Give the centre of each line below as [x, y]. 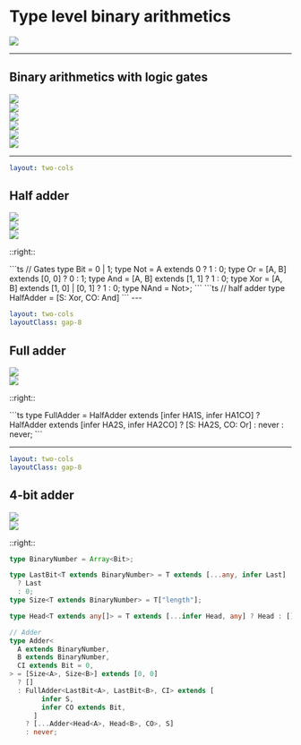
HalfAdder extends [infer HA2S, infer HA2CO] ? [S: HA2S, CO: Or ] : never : [146, 424]
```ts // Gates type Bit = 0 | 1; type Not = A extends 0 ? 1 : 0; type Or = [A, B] [148, 270]
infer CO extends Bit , [84, 707]
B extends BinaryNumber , [64, 657]
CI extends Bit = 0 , [56, 666]
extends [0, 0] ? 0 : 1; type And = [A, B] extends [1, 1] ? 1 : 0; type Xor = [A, [146, 278]
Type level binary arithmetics [120, 17]
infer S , [58, 699]
